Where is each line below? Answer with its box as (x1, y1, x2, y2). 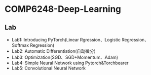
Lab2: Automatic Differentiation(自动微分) (11, 48, 96, 54)
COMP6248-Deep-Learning (4, 3, 121, 15)
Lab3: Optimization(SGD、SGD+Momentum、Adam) (11, 54, 118, 60)
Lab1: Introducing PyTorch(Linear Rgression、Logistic (11, 37, 121, 42)
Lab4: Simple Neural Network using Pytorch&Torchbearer (11, 60, 129, 66)
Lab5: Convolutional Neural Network (11, 65, 86, 71)
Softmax (11, 42, 29, 48)
